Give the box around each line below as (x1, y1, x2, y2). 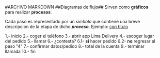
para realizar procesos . (5, 9, 52, 15)
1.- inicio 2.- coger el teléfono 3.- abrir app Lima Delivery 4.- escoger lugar (5, 33, 154, 39)
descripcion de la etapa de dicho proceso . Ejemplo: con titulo (5, 24, 128, 29)
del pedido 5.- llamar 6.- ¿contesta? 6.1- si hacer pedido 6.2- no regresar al (5, 38, 155, 44)
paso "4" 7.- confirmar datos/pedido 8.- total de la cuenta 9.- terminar (5, 43, 144, 49)
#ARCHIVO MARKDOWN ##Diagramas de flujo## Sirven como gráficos (5, 4, 149, 10)
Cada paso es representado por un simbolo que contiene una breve (5, 19, 140, 24)
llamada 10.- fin (5, 48, 36, 54)
